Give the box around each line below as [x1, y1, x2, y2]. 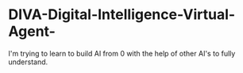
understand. [8, 57, 48, 67]
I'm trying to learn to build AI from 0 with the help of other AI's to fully [8, 48, 236, 58]
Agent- [8, 22, 56, 40]
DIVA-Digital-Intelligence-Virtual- [8, 6, 236, 24]
